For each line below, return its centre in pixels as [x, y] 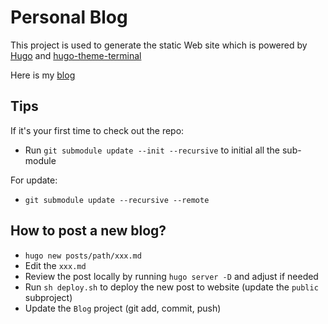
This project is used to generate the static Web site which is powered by [159, 45]
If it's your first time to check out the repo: [97, 130]
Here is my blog [43, 75]
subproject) [48, 297]
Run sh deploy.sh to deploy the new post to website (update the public [171, 287]
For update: [34, 180]
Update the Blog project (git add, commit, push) [123, 308]
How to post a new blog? [88, 231]
